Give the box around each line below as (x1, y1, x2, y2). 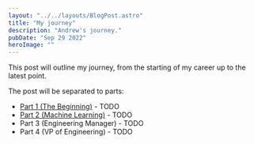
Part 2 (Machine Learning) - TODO (19, 110, 133, 119)
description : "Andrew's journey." (8, 26, 123, 34)
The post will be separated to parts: (8, 86, 124, 96)
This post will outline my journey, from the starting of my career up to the (8, 63, 247, 72)
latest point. (8, 71, 47, 81)
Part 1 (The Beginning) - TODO (19, 102, 120, 112)
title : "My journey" (8, 19, 77, 27)
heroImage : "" (8, 41, 55, 49)
